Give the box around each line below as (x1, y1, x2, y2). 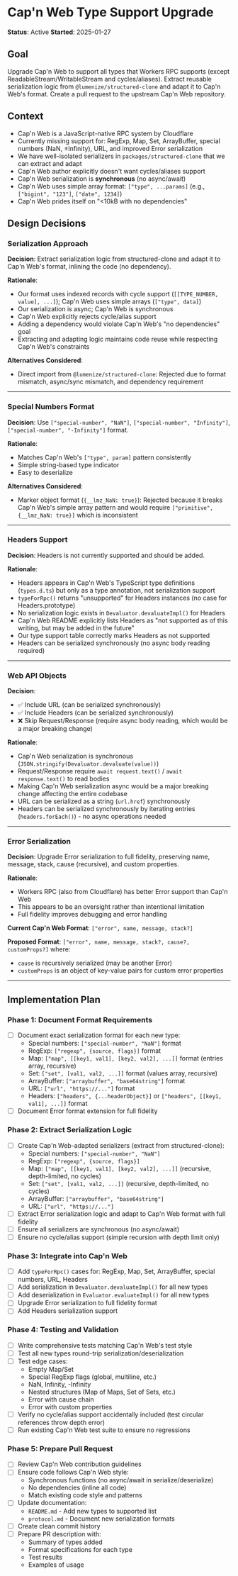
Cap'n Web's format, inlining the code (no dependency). (7, 262, 171, 271)
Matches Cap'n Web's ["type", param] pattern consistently (17, 453, 191, 462)
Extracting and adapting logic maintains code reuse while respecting (17, 335, 218, 344)
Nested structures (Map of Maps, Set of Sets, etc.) (28, 1387, 176, 1396)
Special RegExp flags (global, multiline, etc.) (28, 1373, 157, 1381)
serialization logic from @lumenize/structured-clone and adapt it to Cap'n (7, 82, 221, 91)
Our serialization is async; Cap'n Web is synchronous (17, 305, 174, 313)
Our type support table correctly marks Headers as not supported (17, 631, 210, 639)
